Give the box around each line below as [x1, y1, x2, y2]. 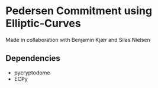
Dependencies [5, 53, 60, 63]
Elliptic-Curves [5, 17, 81, 30]
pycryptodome [14, 69, 50, 76]
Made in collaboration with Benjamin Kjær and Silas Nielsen [5, 36, 150, 43]
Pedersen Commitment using [5, 4, 152, 18]
